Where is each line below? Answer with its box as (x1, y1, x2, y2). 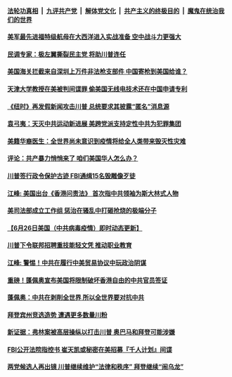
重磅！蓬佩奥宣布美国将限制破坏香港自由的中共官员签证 (7, 276, 167, 284)
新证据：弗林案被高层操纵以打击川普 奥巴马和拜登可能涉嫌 (7, 328, 176, 336)
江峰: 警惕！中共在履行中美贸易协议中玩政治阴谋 (7, 258, 146, 267)
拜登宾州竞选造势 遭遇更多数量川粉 (7, 310, 108, 319)
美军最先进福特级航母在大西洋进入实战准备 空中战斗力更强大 (7, 32, 181, 41)
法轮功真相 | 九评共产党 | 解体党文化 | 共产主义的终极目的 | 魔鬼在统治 (7, 6, 219, 15)
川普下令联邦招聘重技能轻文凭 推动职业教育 (7, 241, 132, 249)
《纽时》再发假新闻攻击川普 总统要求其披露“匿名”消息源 (7, 102, 170, 110)
